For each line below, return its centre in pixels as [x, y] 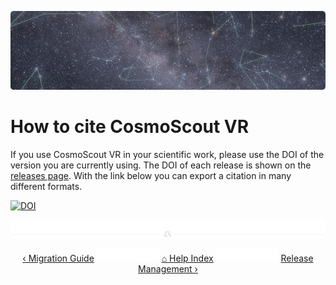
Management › [168, 268]
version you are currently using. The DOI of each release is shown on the [161, 165]
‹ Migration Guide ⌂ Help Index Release [168, 258]
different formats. [46, 186]
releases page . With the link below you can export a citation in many [151, 175]
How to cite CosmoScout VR [130, 127]
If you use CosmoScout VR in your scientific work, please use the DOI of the [167, 154]
